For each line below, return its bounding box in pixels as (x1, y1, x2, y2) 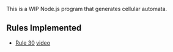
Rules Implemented (6, 23, 82, 33)
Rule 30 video (15, 39, 51, 46)
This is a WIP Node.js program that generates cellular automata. (6, 6, 167, 12)
